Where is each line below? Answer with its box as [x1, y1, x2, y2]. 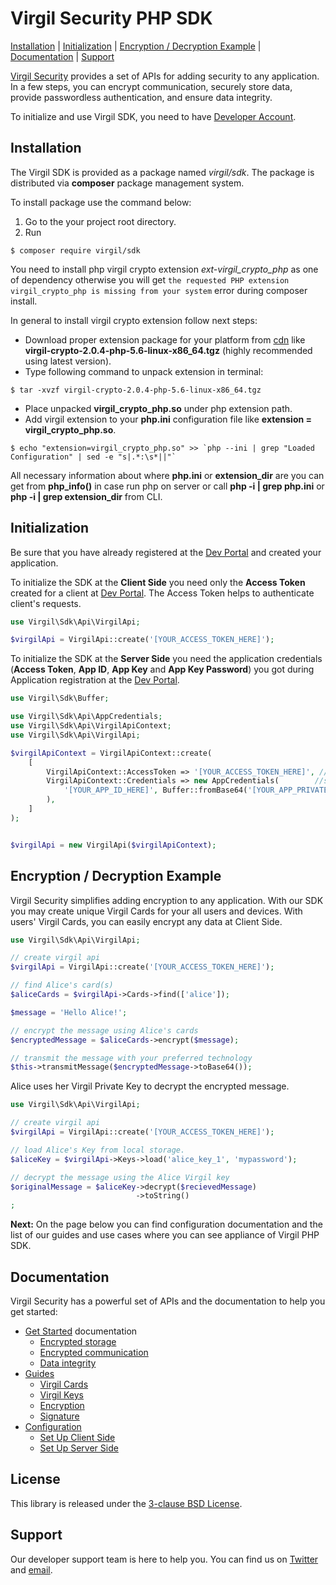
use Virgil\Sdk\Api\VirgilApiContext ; [10, 721, 172, 731]
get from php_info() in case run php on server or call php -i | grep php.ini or [10, 480, 325, 492]
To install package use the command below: [10, 196, 192, 208]
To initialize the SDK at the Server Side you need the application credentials [10, 653, 323, 665]
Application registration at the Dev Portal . [10, 674, 180, 686]
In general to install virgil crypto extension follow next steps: [10, 314, 258, 326]
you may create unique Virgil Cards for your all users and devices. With [10, 905, 303, 917]
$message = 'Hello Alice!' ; [10, 1007, 128, 1017]
